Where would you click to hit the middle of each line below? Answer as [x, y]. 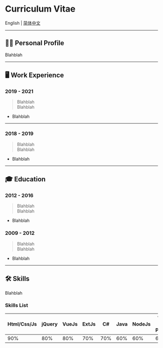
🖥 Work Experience [34, 75]
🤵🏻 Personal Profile [35, 43]
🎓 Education [25, 179]
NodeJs [141, 324]
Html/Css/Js [22, 324]
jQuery [50, 324]
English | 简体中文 [23, 23]
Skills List [16, 305]
